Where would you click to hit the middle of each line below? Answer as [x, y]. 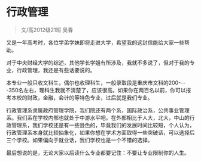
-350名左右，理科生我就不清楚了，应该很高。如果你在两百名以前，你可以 [96, 90]
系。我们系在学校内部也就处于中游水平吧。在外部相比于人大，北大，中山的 [98, 117]
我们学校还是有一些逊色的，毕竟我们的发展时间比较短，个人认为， [113, 125]
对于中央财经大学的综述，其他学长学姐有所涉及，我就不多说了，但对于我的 [98, 63]
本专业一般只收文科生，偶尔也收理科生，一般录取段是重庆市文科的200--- [96, 82]
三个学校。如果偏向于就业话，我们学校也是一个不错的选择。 [80, 140]
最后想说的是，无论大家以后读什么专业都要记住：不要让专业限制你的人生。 [98, 152]
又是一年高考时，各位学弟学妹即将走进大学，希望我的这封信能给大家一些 [95, 42]
